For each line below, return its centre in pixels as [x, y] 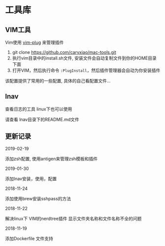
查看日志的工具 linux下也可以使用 [39, 109]
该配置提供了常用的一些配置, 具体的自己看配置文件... [58, 81]
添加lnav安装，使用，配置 [31, 178]
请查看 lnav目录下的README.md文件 [42, 119]
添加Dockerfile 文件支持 [29, 238]
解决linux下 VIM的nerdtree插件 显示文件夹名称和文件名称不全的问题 [73, 219]
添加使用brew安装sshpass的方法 [38, 198]
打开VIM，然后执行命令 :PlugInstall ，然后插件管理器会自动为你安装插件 [86, 70]
